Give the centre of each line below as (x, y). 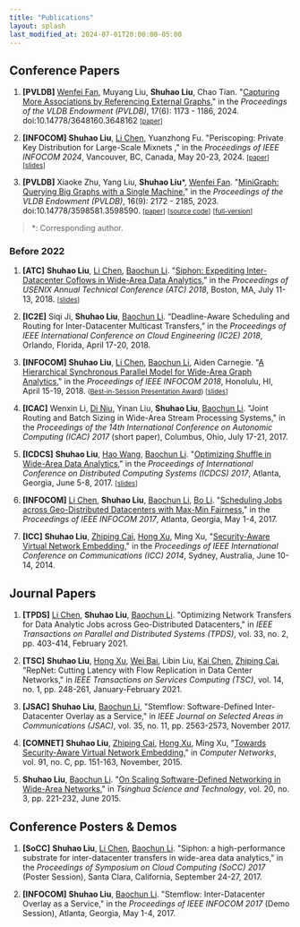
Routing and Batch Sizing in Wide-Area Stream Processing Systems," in (154, 418)
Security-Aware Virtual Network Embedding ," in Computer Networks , (149, 752)
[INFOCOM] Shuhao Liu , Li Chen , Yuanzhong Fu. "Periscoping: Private (153, 138)
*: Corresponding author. (77, 228)
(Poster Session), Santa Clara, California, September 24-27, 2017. (142, 877)
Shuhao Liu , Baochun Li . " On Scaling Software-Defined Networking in (151, 779)
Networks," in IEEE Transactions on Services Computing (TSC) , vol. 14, (153, 680)
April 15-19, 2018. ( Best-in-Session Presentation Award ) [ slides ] (125, 391)
